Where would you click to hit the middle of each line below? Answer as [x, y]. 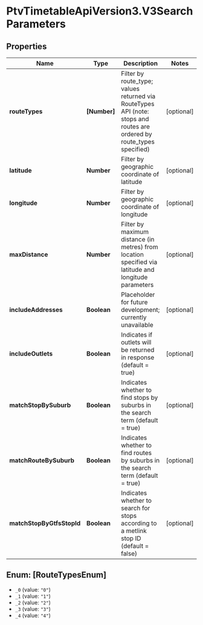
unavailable [137, 325]
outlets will [136, 342]
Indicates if [137, 335]
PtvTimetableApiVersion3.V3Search [100, 11]
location [132, 254]
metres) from [139, 247]
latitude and [138, 270]
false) [129, 554]
